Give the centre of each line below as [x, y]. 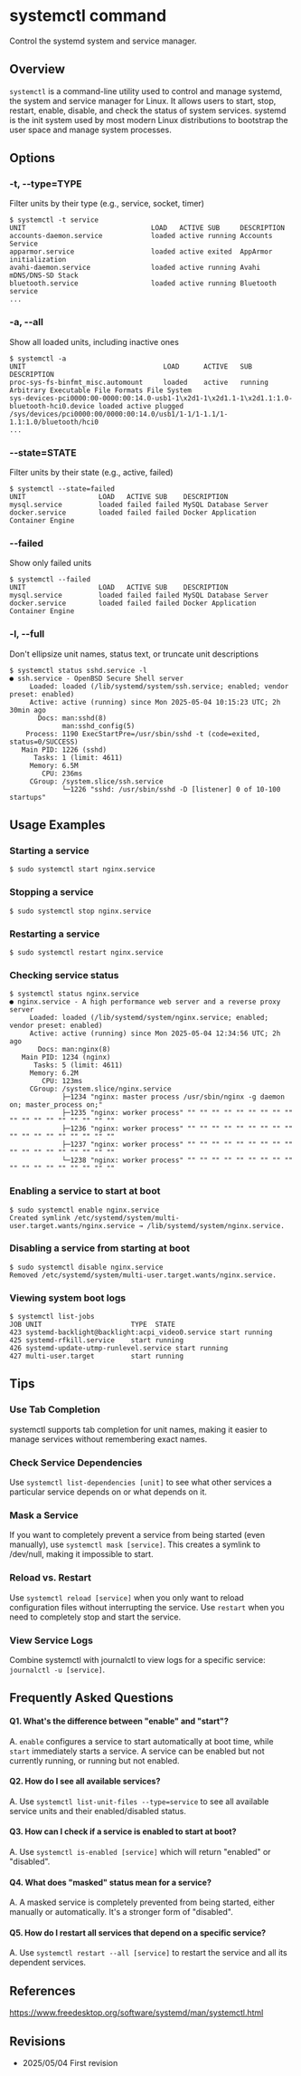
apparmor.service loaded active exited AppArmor [141, 252]
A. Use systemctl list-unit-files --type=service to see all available [139, 1801]
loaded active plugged [141, 406]
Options [33, 158]
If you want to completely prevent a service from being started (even [137, 1535]
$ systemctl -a [38, 359]
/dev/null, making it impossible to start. [81, 1554]
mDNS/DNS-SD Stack [44, 276]
